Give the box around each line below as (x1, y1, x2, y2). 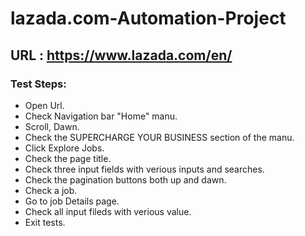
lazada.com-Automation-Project (10, 7, 287, 30)
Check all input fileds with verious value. (24, 205, 192, 217)
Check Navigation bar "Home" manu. (24, 110, 178, 122)
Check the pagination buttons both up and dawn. (24, 173, 227, 186)
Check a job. (24, 184, 78, 196)
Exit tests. (24, 216, 66, 228)
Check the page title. (24, 152, 112, 164)
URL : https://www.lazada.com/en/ (10, 47, 233, 64)
